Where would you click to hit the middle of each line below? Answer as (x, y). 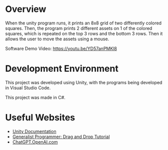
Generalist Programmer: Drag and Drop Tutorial (61, 137)
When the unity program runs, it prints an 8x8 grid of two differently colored (83, 23)
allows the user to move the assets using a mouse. (57, 39)
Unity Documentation (34, 131)
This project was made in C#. (35, 97)
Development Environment (62, 69)
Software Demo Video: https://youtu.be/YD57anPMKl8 (61, 48)
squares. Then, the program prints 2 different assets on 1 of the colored (79, 28)
